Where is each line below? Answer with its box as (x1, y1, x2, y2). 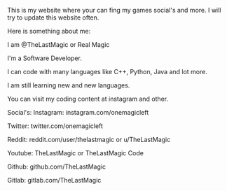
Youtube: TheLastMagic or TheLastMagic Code (7, 149, 144, 157)
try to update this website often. (7, 13, 99, 22)
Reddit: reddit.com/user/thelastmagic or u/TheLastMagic (7, 136, 171, 143)
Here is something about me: (7, 27, 91, 35)
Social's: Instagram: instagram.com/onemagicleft (7, 108, 149, 116)
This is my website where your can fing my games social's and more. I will (7, 6, 221, 14)
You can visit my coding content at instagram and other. (7, 94, 169, 103)
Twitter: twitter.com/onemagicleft (7, 122, 104, 130)
